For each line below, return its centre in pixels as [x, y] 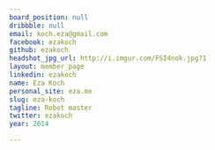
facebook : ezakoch [43, 42]
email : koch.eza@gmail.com [59, 34]
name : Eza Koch [37, 83]
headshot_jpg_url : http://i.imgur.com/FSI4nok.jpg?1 [108, 58]
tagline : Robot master [51, 108]
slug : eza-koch [37, 99]
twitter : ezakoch [41, 116]
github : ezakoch [39, 50]
